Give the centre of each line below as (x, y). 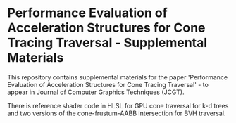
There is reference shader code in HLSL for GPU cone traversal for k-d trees (118, 105)
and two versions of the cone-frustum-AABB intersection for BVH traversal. (117, 113)
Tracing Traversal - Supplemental (107, 43)
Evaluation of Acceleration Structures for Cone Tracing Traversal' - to (108, 84)
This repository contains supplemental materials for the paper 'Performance (118, 77)
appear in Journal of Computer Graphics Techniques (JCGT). (96, 92)
